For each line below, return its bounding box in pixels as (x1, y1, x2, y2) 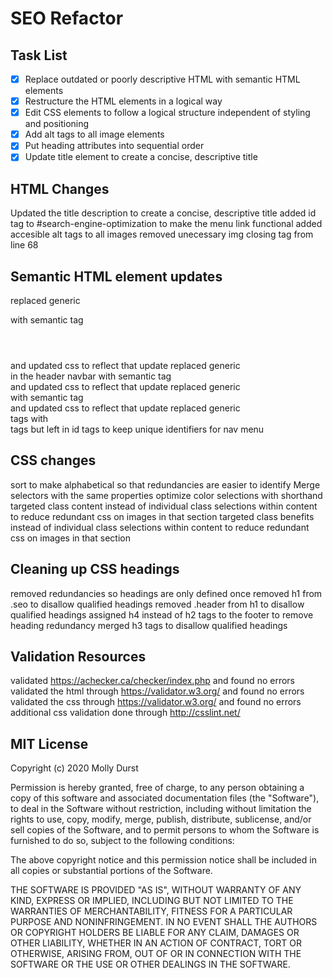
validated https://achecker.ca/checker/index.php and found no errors (10, 675, 295, 687)
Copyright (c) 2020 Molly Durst (10, 762, 139, 774)
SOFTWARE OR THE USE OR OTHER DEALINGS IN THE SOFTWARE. (10, 958, 291, 971)
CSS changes (10, 452, 97, 469)
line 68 (10, 239, 39, 251)
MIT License (10, 735, 89, 752)
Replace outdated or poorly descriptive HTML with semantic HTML (24, 73, 301, 85)
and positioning (24, 118, 90, 130)
